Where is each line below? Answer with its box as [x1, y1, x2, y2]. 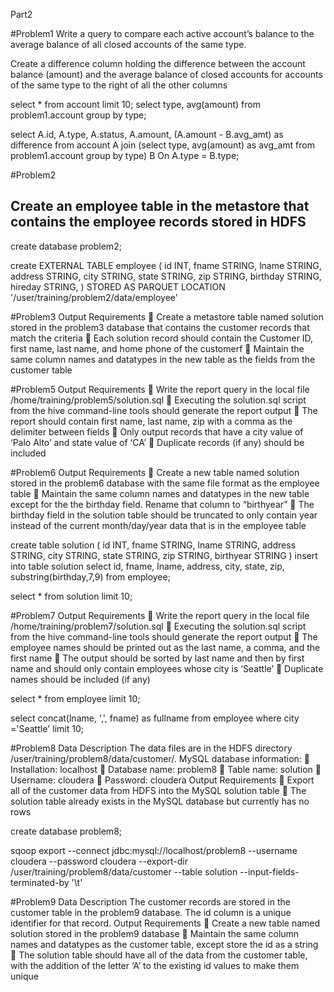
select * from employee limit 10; [10, 692, 141, 704]
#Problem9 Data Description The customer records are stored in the [10, 895, 291, 908]
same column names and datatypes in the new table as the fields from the [10, 353, 316, 365]
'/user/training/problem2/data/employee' [10, 291, 178, 303]
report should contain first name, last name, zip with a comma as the [10, 415, 293, 427]
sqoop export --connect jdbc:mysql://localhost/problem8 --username [10, 844, 298, 856]
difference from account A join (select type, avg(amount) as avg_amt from [10, 139, 315, 151]
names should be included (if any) [10, 673, 151, 685]
